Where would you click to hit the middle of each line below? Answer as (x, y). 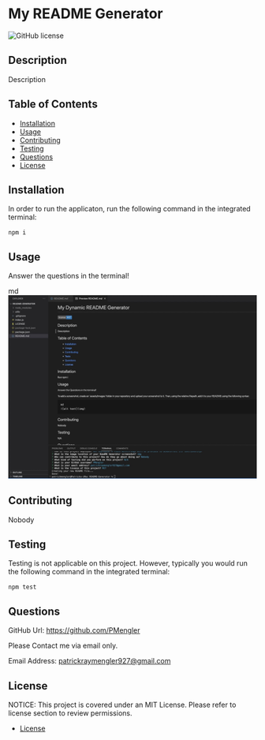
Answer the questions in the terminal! (69, 276)
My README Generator (86, 14)
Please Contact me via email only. (63, 646)
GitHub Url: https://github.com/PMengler (74, 630)
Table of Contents (53, 105)
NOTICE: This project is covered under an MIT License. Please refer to (122, 705)
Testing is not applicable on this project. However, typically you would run (128, 563)
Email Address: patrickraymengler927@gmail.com (90, 661)
